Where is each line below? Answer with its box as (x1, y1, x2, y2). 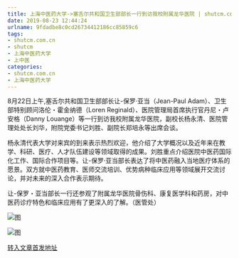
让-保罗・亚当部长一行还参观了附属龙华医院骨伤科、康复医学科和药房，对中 (7, 189, 229, 198)
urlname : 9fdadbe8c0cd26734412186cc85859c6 (7, 23, 139, 31)
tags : (7, 30, 23, 38)
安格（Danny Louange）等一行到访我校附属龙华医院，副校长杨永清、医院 (7, 114, 222, 123)
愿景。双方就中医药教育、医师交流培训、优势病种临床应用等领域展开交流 (7, 165, 219, 174)
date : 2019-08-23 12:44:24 (7, 17, 87, 24)
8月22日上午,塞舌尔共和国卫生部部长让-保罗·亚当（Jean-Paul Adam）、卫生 (7, 97, 227, 105)
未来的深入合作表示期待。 (31, 174, 107, 183)
